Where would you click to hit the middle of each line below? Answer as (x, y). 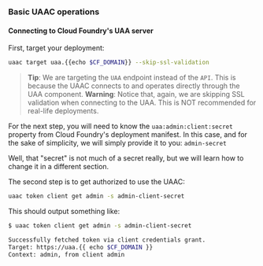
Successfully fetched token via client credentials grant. (107, 240)
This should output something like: (64, 211)
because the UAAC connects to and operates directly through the (133, 86)
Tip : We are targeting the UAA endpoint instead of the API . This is (131, 78)
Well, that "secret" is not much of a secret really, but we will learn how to (126, 158)
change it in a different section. (59, 166)
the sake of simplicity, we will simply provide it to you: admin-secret (117, 143)
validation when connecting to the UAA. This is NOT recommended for (142, 102)
